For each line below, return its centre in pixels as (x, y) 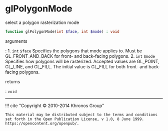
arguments (16, 41)
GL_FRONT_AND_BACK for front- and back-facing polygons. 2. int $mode (80, 56)
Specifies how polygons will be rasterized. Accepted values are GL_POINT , (82, 61)
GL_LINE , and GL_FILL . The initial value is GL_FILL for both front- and (76, 66)
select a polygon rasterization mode (42, 22)
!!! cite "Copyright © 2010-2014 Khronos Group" (55, 106)
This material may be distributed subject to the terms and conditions (81, 115)
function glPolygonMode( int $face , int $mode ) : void (62, 31)
